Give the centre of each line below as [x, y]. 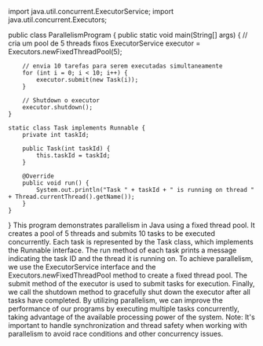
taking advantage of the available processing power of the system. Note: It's [131, 317]
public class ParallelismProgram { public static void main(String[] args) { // [128, 35]
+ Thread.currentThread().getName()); [71, 197]
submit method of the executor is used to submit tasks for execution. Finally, [131, 283]
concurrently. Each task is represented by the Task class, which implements [131, 242]
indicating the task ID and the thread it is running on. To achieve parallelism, [131, 258]
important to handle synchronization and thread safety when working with [128, 325]
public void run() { [56, 183]
